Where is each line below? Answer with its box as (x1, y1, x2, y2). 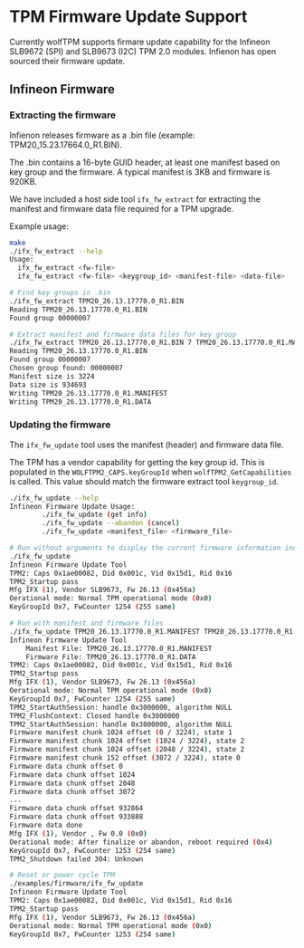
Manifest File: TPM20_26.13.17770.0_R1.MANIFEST (25, 644, 213, 653)
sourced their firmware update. (9, 55, 126, 66)
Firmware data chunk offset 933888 (9, 812, 144, 821)
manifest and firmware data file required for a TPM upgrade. (9, 203, 234, 214)
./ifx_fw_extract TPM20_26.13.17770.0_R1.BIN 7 (9, 338, 193, 348)
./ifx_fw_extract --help (9, 246, 103, 255)
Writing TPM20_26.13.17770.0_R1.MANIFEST (9, 388, 168, 397)
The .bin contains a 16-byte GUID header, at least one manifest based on (9, 157, 280, 168)
